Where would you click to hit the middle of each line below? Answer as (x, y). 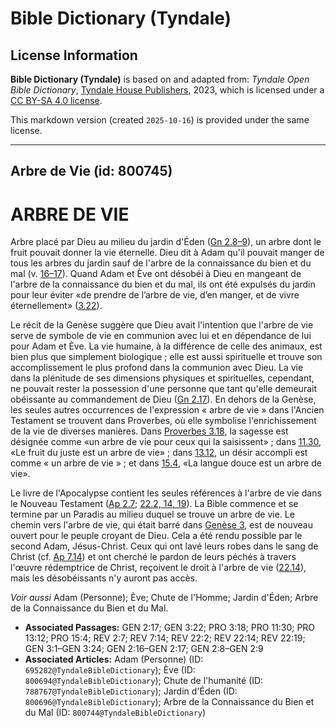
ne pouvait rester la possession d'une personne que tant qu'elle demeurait (163, 389)
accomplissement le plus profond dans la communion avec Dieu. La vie (157, 368)
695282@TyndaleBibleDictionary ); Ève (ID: (110, 670)
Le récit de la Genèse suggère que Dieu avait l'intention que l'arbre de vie (162, 325)
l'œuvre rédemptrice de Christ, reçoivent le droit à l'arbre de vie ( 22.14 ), (158, 568)
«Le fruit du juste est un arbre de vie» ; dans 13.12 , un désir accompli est (159, 453)
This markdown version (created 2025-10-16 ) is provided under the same (160, 120)
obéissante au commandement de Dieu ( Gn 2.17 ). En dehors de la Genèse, (163, 399)
